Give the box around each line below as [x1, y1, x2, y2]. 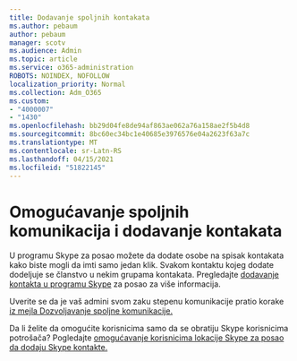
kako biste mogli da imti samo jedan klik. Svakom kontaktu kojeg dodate [9, 260, 275, 271]
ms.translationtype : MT [9, 138, 98, 147]
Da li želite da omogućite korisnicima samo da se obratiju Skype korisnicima [9, 323, 289, 334]
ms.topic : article [9, 55, 78, 64]
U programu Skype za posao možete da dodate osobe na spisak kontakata [9, 250, 284, 261]
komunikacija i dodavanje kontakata [9, 220, 283, 241]
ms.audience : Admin [9, 47, 82, 56]
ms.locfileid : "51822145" [9, 163, 106, 172]
